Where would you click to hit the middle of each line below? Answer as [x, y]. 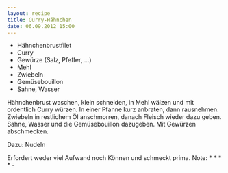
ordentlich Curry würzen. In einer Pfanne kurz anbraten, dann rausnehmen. [113, 109]
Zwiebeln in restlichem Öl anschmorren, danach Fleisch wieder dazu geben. [114, 117]
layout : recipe [29, 13]
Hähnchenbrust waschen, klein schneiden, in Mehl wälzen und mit [101, 103]
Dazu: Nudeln [26, 145]
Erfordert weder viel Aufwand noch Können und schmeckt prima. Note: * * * [114, 158]
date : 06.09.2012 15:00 [41, 26]
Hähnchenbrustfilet [44, 46]
